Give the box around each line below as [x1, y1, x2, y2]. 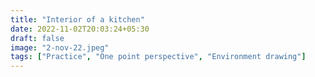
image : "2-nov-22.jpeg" [10, 42, 110, 53]
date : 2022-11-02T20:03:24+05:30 [10, 24, 150, 34]
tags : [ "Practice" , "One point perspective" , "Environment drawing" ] [10, 52, 307, 62]
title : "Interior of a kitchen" [10, 14, 145, 25]
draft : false [10, 33, 65, 43]
